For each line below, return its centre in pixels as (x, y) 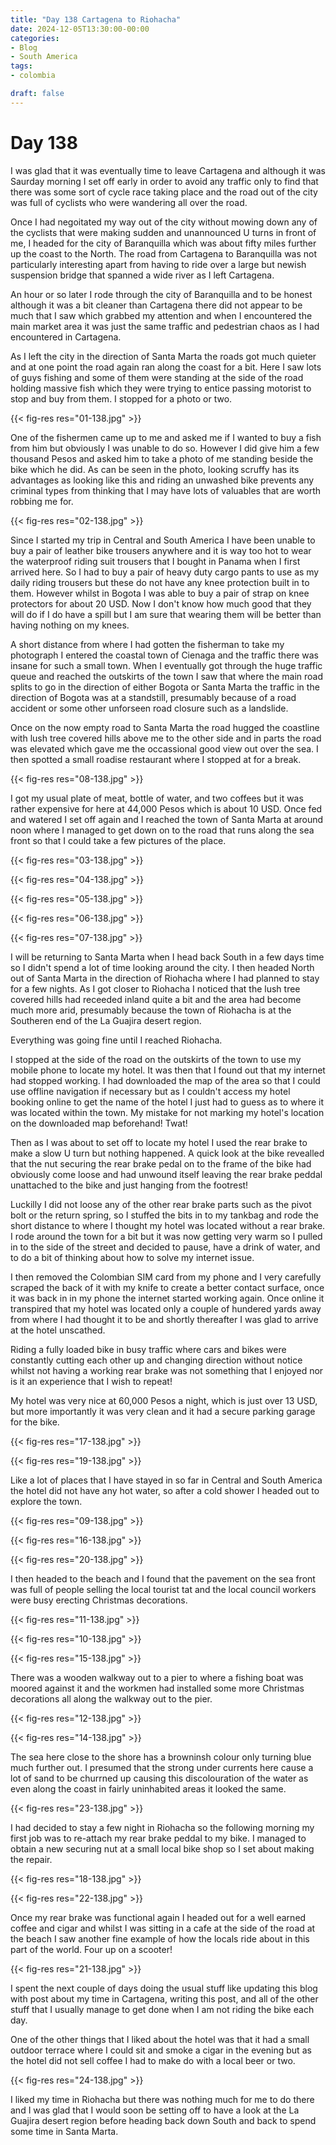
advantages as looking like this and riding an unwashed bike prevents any (162, 480)
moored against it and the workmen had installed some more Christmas (157, 1688)
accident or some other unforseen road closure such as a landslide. (149, 708)
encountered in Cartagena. (66, 337)
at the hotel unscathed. (58, 1330)
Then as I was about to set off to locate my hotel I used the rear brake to (159, 1142)
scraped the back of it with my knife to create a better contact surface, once (167, 1287)
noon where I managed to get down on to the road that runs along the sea (162, 830)
